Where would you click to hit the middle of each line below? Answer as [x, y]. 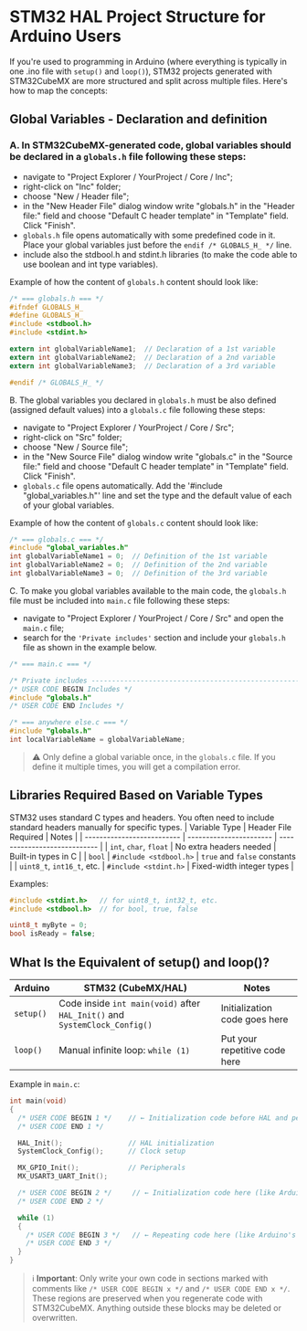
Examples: [29, 883]
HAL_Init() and [92, 1014]
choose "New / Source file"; [75, 447]
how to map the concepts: [58, 90]
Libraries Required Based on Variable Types [136, 795]
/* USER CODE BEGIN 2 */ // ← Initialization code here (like [147, 1193]
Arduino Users [65, 36]
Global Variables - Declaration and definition [138, 119]
